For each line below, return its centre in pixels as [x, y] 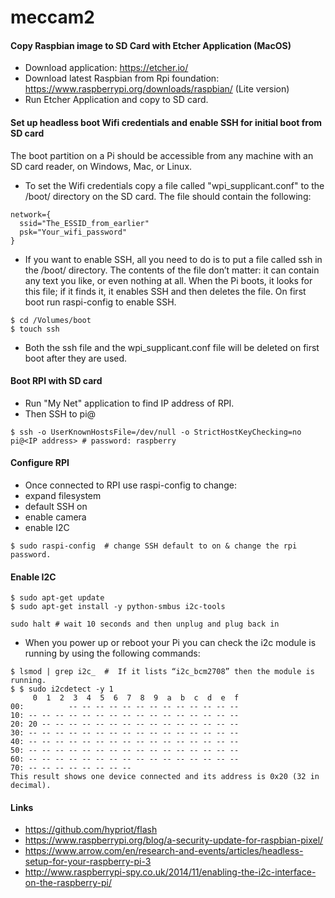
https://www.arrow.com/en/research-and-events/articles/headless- [164, 851]
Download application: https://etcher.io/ [106, 68]
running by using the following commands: [112, 653]
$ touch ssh [35, 329]
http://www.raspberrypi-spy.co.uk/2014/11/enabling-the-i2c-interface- [170, 872]
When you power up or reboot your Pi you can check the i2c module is [170, 643]
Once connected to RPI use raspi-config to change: [130, 485]
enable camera [55, 517]
